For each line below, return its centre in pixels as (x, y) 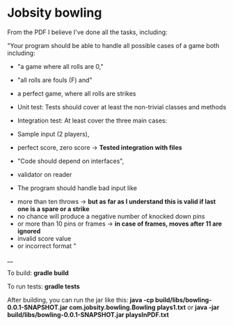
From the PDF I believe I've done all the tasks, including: (88, 32)
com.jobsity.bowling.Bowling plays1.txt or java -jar (144, 307)
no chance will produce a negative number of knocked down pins (111, 216)
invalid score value (44, 238)
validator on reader (45, 174)
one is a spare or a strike (53, 209)
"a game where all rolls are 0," (60, 66)
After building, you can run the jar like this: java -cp (81, 300)
